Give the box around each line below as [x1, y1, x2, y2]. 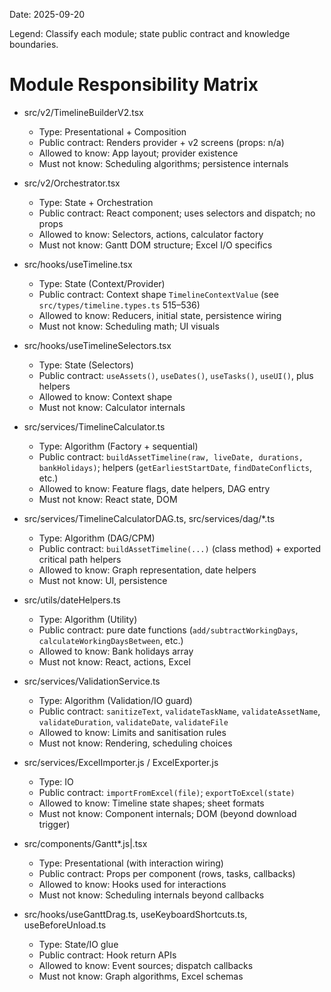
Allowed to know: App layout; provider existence [38, 147, 239, 159]
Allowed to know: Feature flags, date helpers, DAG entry [38, 482, 271, 494]
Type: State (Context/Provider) [38, 277, 166, 289]
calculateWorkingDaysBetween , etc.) [38, 634, 184, 646]
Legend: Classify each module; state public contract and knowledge [9, 28, 291, 39]
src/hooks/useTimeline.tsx [23, 258, 133, 270]
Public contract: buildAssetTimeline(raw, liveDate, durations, [38, 450, 304, 463]
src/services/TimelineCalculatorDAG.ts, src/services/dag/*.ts [23, 512, 276, 524]
